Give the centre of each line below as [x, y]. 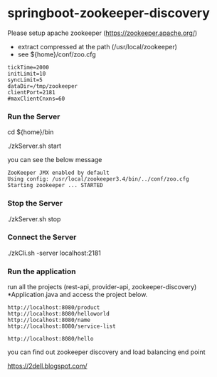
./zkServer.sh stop [34, 218]
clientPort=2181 [31, 92]
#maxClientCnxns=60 [36, 99]
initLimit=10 [27, 74]
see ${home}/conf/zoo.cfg [57, 54]
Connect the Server [42, 237]
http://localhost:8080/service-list [62, 326]
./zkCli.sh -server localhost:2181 [54, 253]
